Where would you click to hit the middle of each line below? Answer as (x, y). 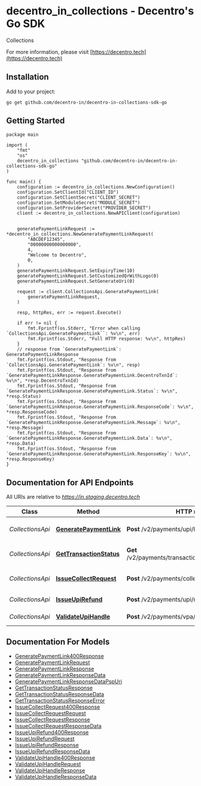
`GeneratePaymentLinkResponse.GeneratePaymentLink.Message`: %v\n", (93, 422)
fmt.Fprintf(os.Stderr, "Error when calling (84, 328)
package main (22, 135)
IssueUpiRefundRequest (45, 739)
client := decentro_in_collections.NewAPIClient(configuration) (99, 213)
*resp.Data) (21, 443)
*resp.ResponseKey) (31, 459)
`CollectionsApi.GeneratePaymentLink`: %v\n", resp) (73, 365)
